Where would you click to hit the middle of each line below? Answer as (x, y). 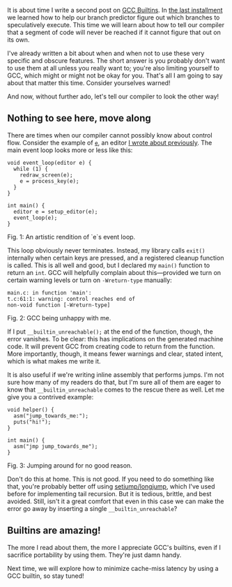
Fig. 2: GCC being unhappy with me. (59, 318)
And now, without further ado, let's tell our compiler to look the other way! (113, 96)
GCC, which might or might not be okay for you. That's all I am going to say (115, 75)
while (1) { (31, 169)
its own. (18, 40)
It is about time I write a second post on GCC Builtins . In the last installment (115, 10)
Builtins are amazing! (54, 531)
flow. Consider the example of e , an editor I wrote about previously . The (110, 142)
